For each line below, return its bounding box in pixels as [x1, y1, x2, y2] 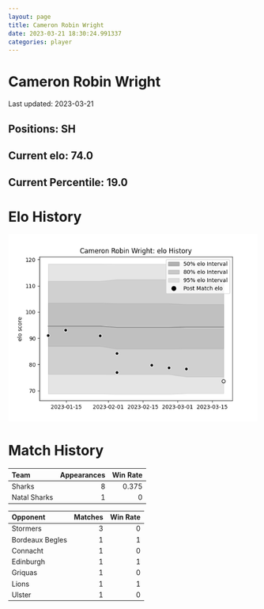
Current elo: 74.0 [8, 149, 93, 162]
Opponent [11, 512, 46, 522]
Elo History [8, 207, 82, 226]
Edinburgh [11, 557, 46, 566]
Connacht [11, 546, 43, 555]
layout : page [8, 13, 51, 21]
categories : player [8, 38, 73, 46]
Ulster [11, 590, 32, 599]
